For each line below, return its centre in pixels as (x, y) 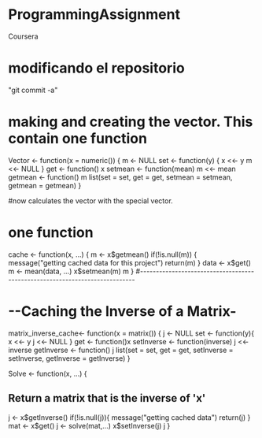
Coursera (23, 36)
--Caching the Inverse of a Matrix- (122, 311)
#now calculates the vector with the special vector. (90, 200)
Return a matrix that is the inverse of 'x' (107, 398)
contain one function (78, 139)
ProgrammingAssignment (94, 15)
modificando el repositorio (96, 68)
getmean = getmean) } (45, 185)
